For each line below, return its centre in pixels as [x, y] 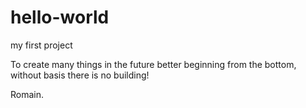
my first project [41, 45]
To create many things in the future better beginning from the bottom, [153, 64]
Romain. [27, 94]
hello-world [60, 17]
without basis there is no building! [80, 75]
